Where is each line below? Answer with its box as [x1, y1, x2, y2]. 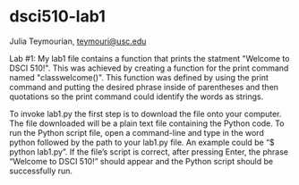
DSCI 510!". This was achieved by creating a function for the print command [9, 63, 289, 73]
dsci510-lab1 [9, 6, 106, 27]
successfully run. [9, 165, 73, 176]
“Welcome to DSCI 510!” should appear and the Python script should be [9, 156, 274, 166]
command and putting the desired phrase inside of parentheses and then [9, 81, 279, 92]
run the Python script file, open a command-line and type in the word [9, 127, 264, 138]
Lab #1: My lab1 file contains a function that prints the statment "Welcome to [9, 53, 290, 63]
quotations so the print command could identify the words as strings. [9, 91, 264, 102]
